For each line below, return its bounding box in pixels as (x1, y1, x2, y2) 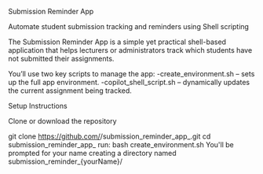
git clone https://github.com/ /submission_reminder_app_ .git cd (8, 131, 211, 141)
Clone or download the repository (8, 117, 117, 125)
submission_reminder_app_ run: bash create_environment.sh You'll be (8, 140, 234, 149)
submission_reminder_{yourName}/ (8, 157, 123, 166)
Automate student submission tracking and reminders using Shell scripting (8, 22, 250, 31)
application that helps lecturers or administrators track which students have (8, 46, 253, 54)
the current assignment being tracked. (8, 86, 132, 95)
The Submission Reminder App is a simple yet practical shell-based (8, 37, 226, 46)
